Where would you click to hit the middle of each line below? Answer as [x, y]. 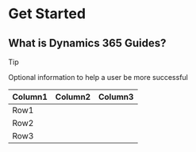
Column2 [73, 97]
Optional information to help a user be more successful [98, 77]
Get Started [47, 14]
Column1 [30, 97]
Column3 [116, 97]
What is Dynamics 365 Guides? [87, 43]
